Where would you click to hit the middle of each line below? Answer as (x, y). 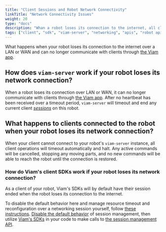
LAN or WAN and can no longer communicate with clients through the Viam (82, 52)
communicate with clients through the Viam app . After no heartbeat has (78, 97)
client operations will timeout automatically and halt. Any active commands (81, 148)
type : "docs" (19, 23)
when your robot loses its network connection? (79, 131)
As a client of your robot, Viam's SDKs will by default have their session (78, 189)
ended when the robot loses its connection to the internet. (64, 193)
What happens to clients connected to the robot (80, 124)
